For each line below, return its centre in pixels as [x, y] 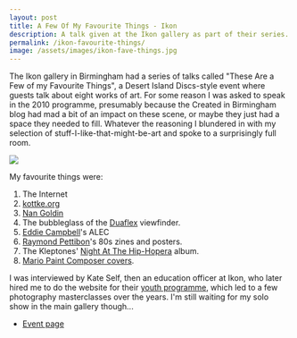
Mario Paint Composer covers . [78, 261]
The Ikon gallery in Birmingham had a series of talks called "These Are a [142, 76]
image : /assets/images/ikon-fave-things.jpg [93, 51]
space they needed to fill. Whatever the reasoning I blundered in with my [143, 124]
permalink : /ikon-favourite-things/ [77, 42]
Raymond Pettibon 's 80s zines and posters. [102, 241]
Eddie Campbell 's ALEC [66, 232]
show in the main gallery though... [71, 307]
